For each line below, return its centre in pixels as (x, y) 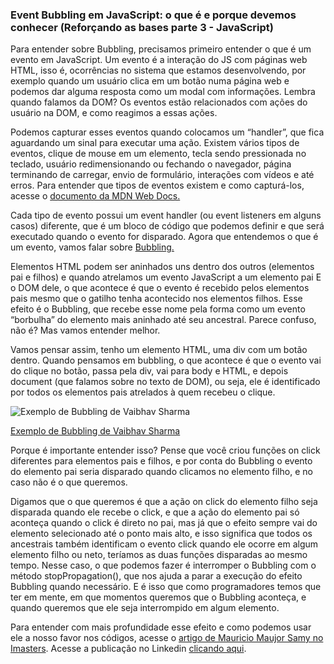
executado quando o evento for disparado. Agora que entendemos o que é (164, 237)
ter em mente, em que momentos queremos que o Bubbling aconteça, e (158, 597)
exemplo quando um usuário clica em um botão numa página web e (150, 81)
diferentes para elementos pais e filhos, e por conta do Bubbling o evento (161, 461)
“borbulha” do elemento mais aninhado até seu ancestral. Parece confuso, (163, 320)
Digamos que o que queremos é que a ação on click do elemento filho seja (164, 502)
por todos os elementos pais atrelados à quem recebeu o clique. (143, 392)
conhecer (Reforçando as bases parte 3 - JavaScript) (142, 27)
